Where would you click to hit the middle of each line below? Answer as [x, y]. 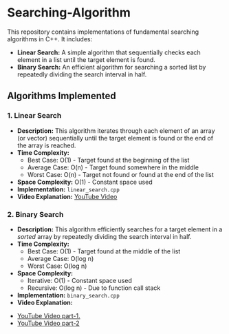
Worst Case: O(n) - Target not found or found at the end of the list [121, 174]
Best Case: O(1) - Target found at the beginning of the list [108, 160]
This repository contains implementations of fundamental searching [103, 32]
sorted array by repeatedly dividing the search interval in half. [104, 236]
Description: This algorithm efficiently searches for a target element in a [120, 229]
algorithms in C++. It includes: [50, 39]
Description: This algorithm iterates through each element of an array [116, 131]
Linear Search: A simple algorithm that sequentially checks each [109, 52]
